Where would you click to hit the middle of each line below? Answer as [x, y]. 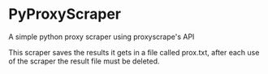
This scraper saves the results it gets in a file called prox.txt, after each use [134, 52]
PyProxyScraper [65, 14]
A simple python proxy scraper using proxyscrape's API [102, 37]
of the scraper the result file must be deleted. [84, 61]
